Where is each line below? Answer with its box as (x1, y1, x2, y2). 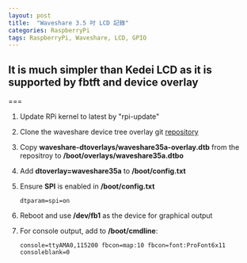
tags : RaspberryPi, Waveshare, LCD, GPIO (8, 33, 147, 42)
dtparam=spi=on (19, 197, 70, 205)
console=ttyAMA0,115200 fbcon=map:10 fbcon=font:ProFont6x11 (19, 242, 226, 250)
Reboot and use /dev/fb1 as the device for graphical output (19, 211, 213, 220)
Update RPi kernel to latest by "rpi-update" (19, 112, 160, 121)
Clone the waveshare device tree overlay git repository (19, 128, 199, 137)
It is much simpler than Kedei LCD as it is (8, 63, 212, 76)
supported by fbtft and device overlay (8, 75, 199, 89)
